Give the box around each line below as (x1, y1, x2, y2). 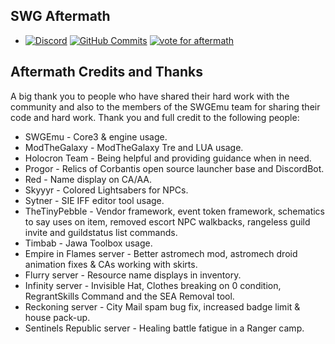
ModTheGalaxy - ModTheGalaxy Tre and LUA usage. (24, 141, 244, 153)
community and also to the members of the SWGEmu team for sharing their (10, 100, 321, 113)
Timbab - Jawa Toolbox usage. (24, 237, 153, 249)
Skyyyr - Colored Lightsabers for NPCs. (24, 184, 189, 196)
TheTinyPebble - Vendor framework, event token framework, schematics (24, 205, 325, 217)
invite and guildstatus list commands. (24, 226, 178, 238)
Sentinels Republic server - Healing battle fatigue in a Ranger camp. (24, 322, 305, 334)
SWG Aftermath (10, 8, 111, 25)
